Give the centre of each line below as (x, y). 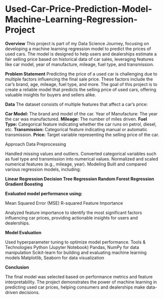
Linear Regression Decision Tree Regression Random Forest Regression (80, 179)
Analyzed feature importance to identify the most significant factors (74, 213)
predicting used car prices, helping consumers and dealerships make (75, 287)
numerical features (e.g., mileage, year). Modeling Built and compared (76, 164)
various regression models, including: (43, 169)
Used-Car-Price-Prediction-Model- (79, 9)
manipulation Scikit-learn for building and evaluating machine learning (76, 252)
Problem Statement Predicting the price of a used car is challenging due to (81, 74)
